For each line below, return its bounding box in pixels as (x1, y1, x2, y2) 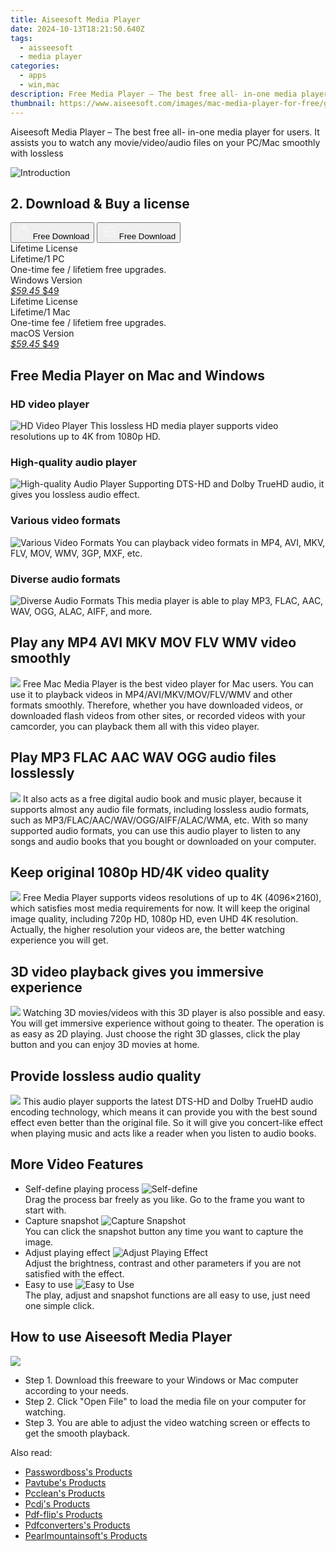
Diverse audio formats (10, 572, 121, 586)
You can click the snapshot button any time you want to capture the (24, 1225, 304, 1237)
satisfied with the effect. (24, 1267, 125, 1280)
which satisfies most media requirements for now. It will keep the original (10, 902, 310, 915)
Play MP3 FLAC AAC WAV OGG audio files (10, 749, 277, 766)
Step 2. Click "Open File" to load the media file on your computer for (24, 1395, 307, 1407)
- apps (19, 71, 47, 81)
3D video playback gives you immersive (10, 963, 265, 980)
